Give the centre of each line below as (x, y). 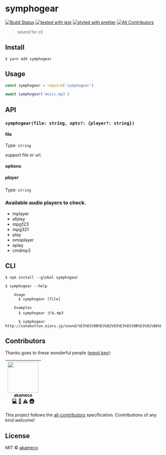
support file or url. (23, 155)
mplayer (21, 214)
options (13, 166)
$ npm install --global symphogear (42, 277)
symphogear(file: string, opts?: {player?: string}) (70, 123)
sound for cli (30, 32)
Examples (23, 308)
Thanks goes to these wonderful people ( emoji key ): (58, 353)
